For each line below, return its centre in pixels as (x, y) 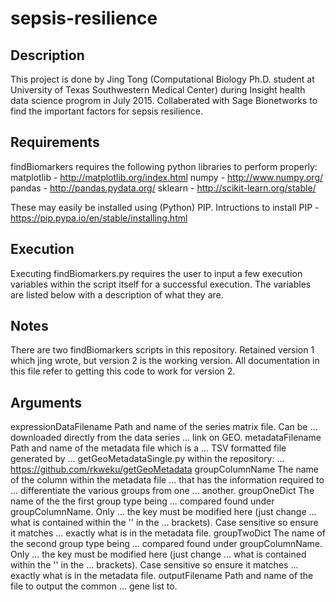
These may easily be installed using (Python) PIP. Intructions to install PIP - (165, 207)
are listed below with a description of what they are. (117, 294)
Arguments (46, 402)
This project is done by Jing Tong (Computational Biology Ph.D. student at (162, 79)
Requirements (55, 142)
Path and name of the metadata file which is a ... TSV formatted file (148, 448)
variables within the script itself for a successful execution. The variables (161, 284)
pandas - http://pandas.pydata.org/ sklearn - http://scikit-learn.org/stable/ (163, 188)
